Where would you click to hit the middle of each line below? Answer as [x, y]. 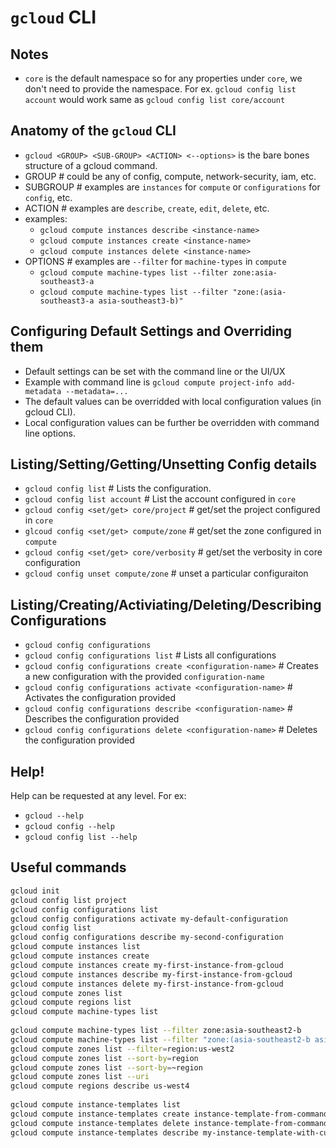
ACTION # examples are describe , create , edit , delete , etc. [147, 208]
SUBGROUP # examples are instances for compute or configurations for [172, 187]
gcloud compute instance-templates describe [104, 1132]
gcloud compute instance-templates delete [100, 1123]
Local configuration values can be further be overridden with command [172, 422]
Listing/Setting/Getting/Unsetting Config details [164, 464]
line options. [50, 433]
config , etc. [48, 197]
